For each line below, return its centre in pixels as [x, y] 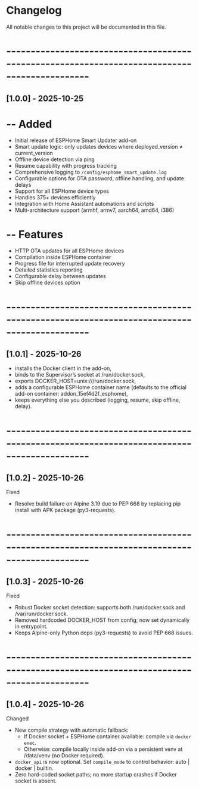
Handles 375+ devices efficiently [55, 198]
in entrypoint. [31, 627]
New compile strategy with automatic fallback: [72, 730]
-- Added [29, 124]
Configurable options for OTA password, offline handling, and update [99, 178]
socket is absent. [36, 781]
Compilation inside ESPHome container [63, 257]
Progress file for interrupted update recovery [70, 264]
